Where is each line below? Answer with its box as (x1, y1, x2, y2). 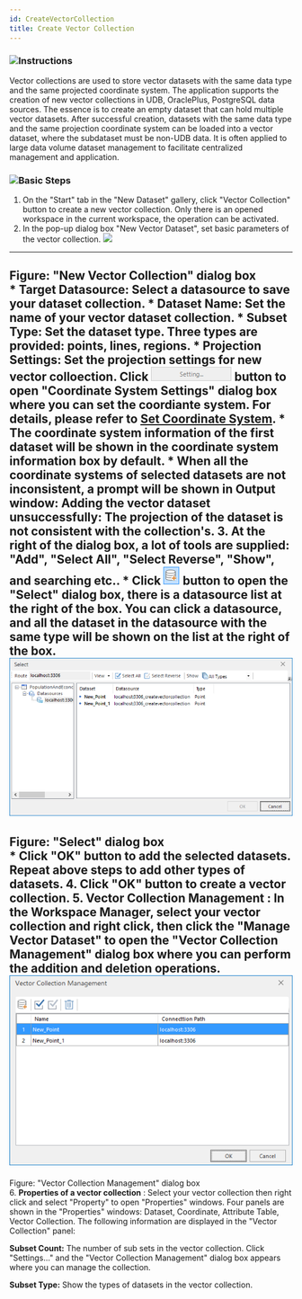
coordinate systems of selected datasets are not (9, 467, 286, 483)
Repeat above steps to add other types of (9, 863, 245, 878)
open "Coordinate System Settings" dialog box (9, 383, 278, 399)
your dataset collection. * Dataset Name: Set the (9, 297, 286, 312)
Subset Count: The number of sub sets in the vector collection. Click (9, 1242, 265, 1253)
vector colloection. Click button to (9, 369, 287, 385)
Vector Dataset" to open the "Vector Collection (9, 933, 279, 948)
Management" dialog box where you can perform (9, 947, 291, 962)
